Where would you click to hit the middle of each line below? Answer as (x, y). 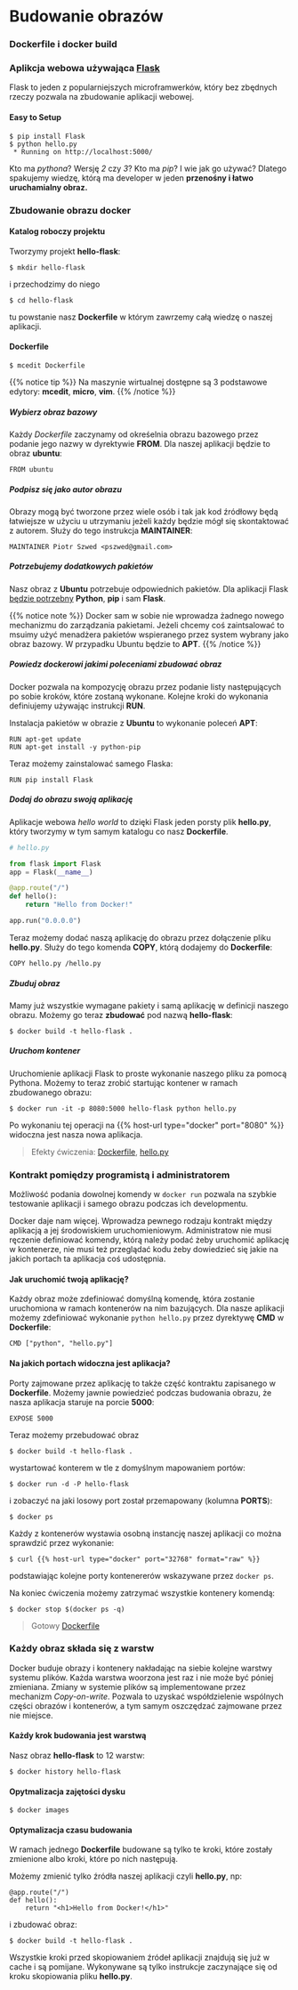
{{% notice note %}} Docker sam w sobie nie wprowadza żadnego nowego (147, 615)
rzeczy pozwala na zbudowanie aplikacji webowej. (102, 97)
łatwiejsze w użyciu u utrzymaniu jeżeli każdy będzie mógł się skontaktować (149, 521)
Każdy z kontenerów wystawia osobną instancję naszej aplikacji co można (145, 1533)
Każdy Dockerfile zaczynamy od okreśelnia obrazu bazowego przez (134, 434)
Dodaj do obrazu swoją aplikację (71, 799)
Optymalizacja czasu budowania (71, 1830)
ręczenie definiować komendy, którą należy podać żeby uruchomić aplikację (149, 1240)
